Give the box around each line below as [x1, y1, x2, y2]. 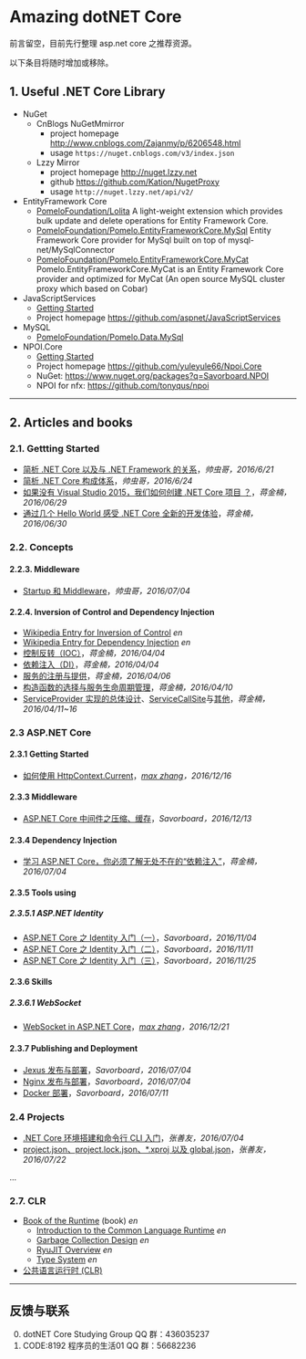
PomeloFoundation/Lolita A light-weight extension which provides [36, 205, 283, 216]
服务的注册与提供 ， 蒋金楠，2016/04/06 [22, 670, 171, 681]
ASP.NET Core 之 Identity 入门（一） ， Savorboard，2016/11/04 [22, 932, 258, 943]
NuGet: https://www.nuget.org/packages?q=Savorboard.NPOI [36, 370, 270, 381]
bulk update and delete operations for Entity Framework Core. [36, 214, 269, 225]
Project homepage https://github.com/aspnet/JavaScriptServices [36, 312, 281, 323]
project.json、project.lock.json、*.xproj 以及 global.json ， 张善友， [22, 1144, 271, 1155]
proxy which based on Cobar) [36, 283, 148, 294]
